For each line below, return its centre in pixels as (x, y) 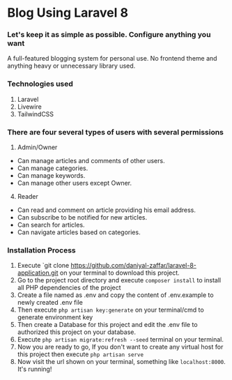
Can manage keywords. (51, 176)
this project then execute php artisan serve (80, 354)
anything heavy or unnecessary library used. (71, 66)
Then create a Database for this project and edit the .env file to (107, 325)
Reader (28, 197)
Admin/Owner (37, 147)
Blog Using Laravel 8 (68, 13)
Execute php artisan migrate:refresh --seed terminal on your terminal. (121, 340)
